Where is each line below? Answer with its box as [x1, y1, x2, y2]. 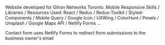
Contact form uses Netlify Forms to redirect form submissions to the [5, 30, 146, 35]
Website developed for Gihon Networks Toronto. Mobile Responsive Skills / [5, 4, 160, 10]
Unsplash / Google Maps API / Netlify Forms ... [5, 20, 101, 26]
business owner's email [5, 35, 54, 41]
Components [5, 15, 32, 20]
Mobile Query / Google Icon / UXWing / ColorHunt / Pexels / [35, 15, 159, 20]
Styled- [128, 9, 144, 15]
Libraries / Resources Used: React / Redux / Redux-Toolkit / [5, 9, 127, 15]
